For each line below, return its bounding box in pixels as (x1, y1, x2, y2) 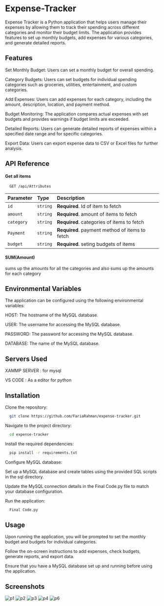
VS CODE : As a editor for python (5, 377, 72, 383)
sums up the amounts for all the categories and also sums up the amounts (5, 265, 154, 271)
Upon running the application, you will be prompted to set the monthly (5, 534, 146, 540)
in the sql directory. (5, 474, 44, 480)
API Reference (5, 160, 50, 168)
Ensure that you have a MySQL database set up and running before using (5, 563, 153, 569)
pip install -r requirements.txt (9, 450, 78, 455)
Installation (5, 391, 40, 399)
